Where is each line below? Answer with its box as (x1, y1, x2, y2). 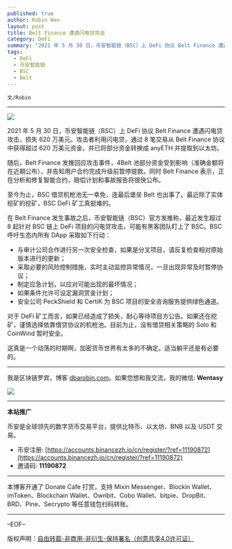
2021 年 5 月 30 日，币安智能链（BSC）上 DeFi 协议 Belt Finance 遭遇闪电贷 (7, 127, 223, 135)
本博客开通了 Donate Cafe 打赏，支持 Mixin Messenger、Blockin (7, 483, 191, 491)
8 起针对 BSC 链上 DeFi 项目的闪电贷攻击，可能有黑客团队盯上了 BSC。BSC (7, 222, 222, 231)
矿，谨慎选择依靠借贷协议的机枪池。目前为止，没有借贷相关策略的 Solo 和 (7, 321, 217, 329)
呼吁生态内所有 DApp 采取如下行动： (7, 231, 112, 239)
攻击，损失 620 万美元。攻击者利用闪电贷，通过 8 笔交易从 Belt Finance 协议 (7, 135, 225, 143)
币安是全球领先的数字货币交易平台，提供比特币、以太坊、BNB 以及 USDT (7, 422, 215, 431)
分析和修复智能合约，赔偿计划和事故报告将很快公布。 (12, 176, 164, 184)
